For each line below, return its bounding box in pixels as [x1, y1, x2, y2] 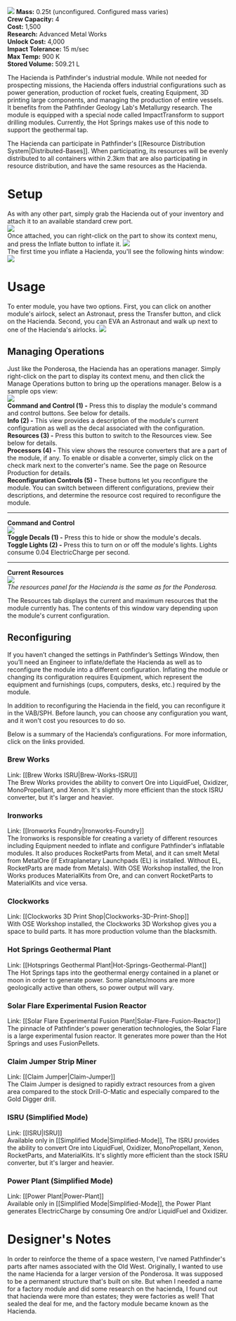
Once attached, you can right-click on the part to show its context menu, [7, 231, 218, 240]
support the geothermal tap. [7, 126, 89, 134]
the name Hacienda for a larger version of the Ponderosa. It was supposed [7, 1269, 223, 1278]
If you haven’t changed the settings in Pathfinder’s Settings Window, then [7, 650, 220, 658]
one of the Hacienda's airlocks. [7, 325, 98, 334]
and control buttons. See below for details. [7, 408, 131, 417]
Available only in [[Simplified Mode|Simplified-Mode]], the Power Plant [7, 1199, 211, 1208]
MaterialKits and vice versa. [7, 879, 88, 887]
